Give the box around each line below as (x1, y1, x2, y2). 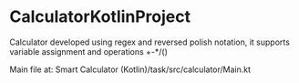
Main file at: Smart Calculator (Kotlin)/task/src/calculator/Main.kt (9, 64, 252, 75)
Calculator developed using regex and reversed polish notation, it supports (9, 36, 290, 47)
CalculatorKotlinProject (9, 6, 191, 27)
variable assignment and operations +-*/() (9, 46, 169, 57)
